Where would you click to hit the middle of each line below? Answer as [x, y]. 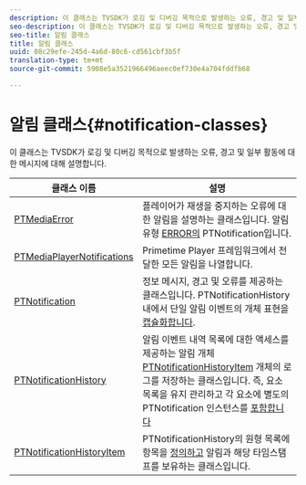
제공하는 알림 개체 [178, 353]
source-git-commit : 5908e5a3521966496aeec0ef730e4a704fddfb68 [130, 69]
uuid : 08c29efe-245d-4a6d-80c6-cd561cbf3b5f [95, 52]
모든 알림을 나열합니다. [207, 264]
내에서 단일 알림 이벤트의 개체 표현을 [216, 309]
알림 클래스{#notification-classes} [139, 125]
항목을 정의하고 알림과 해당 [197, 452]
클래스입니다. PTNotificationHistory [216, 295]
